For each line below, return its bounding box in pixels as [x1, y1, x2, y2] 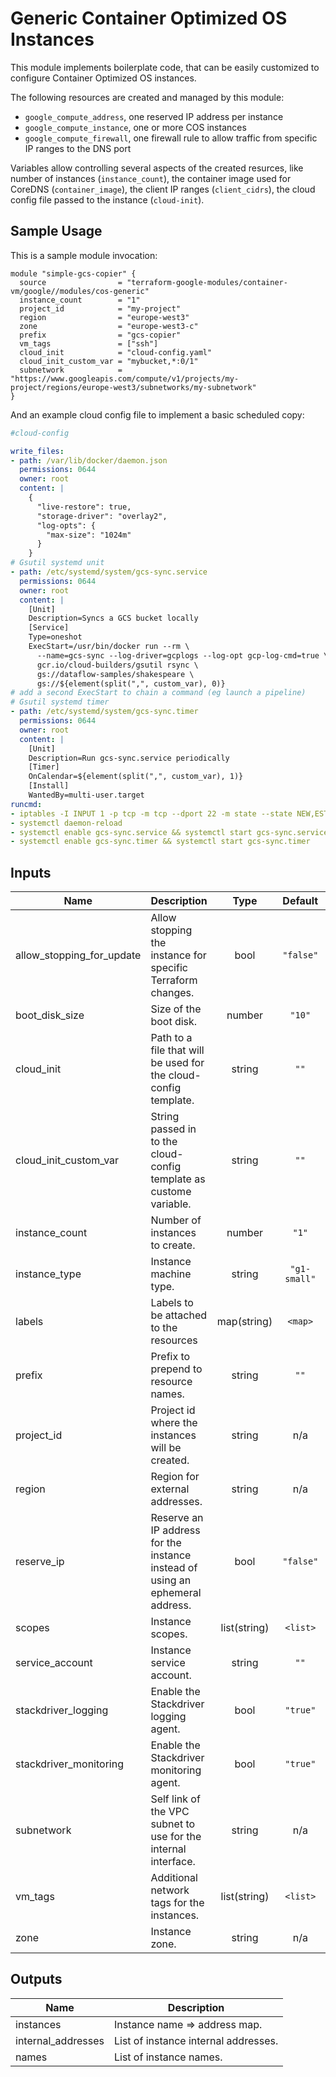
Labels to [150, 1296, 194, 1310]
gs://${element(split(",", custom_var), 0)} [36, 678, 226, 689]
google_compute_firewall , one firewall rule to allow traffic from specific [24, 132, 318, 144]
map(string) [216, 1315, 273, 1329]
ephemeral [150, 1586, 202, 1600]
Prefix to [150, 1350, 191, 1364]
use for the [150, 1830, 202, 1844]
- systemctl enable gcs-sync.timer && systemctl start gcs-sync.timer [10, 837, 311, 847]
